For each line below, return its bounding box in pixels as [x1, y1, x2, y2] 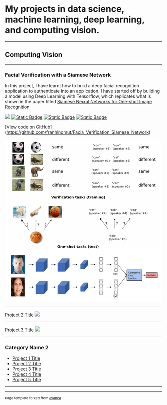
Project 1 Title [12, 355, 41, 361]
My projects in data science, [5, 3, 124, 15]
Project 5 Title [12, 377, 41, 382]
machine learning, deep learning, [5, 14, 145, 25]
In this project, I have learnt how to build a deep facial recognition [5, 83, 139, 89]
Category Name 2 [5, 344, 49, 351]
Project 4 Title [12, 371, 41, 377]
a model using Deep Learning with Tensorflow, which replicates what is [5, 93, 151, 99]
